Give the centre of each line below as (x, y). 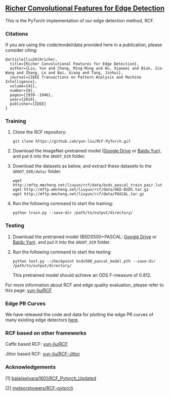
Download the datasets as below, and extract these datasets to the (82, 166)
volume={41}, (24, 86)
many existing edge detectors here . (42, 320)
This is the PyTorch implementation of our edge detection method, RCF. (80, 20)
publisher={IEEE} (28, 104)
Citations (17, 34)
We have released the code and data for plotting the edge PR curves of (79, 315)
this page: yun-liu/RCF (29, 290)
